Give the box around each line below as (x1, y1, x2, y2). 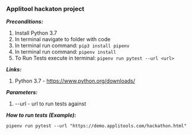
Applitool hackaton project (6, 5, 85, 13)
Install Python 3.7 (14, 29, 57, 37)
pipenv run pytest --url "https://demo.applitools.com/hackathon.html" (6, 123, 187, 129)
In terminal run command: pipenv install (14, 48, 117, 55)
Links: (6, 66, 22, 73)
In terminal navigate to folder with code (14, 36, 111, 43)
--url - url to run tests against (14, 100, 87, 107)
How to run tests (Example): (6, 111, 76, 119)
